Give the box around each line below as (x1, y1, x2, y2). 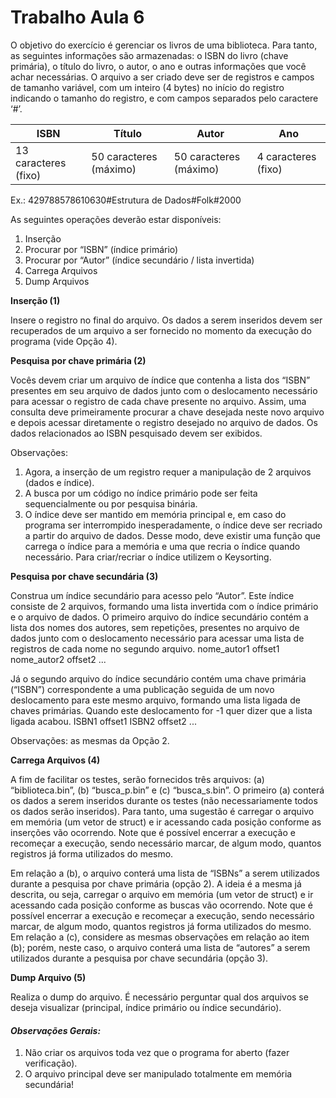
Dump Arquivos (24, 275, 90, 287)
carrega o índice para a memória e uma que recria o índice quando (24, 540, 301, 552)
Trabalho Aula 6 (10, 6, 145, 29)
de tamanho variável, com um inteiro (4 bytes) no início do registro (10, 81, 285, 93)
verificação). (24, 1057, 78, 1070)
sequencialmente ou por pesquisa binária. (24, 497, 198, 510)
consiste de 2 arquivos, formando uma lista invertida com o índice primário (10, 600, 319, 612)
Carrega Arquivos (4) (10, 754, 101, 766)
